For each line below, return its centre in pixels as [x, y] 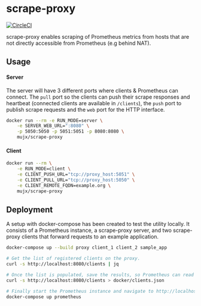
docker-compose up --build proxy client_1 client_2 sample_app [87, 248]
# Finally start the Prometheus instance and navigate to [80, 291]
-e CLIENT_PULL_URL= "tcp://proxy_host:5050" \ [76, 180]
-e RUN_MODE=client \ [44, 169]
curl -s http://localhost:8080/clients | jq [63, 264]
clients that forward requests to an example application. [90, 237]
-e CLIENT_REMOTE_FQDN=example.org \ [64, 185]
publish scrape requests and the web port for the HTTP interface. [86, 109]
